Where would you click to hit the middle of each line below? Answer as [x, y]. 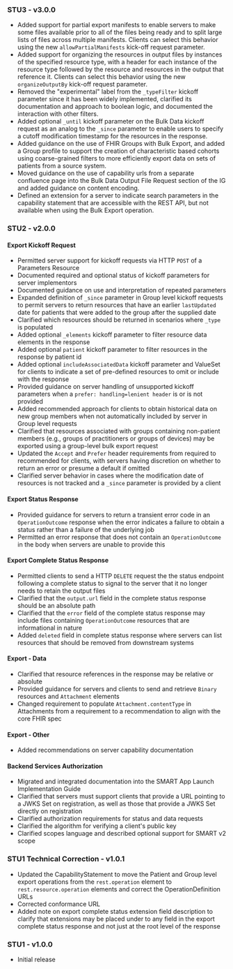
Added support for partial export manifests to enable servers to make [116, 25]
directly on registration [50, 811]
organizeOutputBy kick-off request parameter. [82, 84]
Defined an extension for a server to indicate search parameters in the [118, 195]
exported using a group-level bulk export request [88, 446]
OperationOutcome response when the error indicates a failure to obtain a [121, 522]
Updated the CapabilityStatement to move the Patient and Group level [117, 874]
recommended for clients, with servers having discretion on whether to [119, 461]
